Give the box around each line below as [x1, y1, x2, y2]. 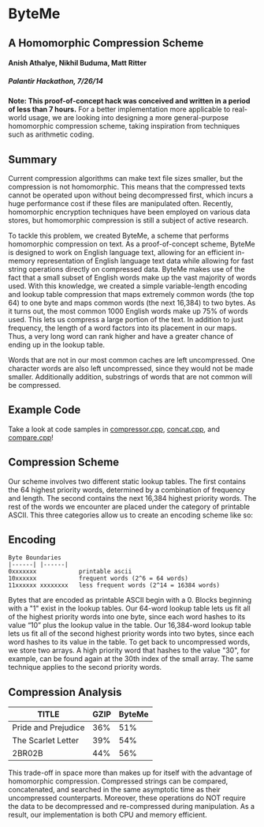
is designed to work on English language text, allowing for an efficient [8, 247, 234, 257]
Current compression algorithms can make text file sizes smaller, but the [8, 173, 244, 182]
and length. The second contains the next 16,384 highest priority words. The [8, 493, 257, 502]
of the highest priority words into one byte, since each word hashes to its [8, 612, 246, 622]
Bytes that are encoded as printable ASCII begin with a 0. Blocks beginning [8, 596, 252, 605]
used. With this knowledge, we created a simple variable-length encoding [8, 281, 247, 291]
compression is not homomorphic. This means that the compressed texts [8, 182, 246, 191]
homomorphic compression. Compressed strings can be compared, [8, 776, 229, 786]
